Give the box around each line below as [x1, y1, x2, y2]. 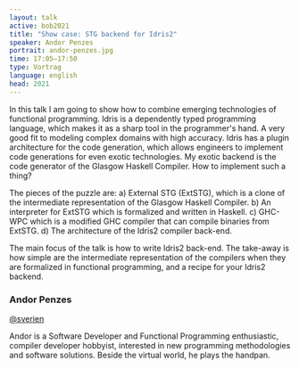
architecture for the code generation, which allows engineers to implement [9, 142, 284, 152]
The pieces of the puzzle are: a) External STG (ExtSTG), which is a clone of [9, 187, 286, 198]
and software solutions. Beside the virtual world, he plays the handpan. [9, 349, 270, 360]
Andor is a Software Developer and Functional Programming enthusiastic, [9, 331, 279, 341]
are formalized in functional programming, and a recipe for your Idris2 [9, 261, 266, 272]
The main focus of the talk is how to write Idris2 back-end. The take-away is [9, 242, 290, 253]
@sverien [9, 313, 45, 324]
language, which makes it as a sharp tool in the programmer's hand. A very [9, 122, 286, 134]
